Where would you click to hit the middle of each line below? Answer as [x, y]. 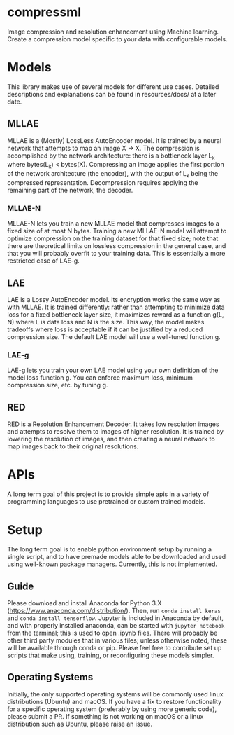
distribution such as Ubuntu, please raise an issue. [80, 724]
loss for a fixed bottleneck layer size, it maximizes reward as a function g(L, [116, 315]
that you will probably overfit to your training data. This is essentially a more [116, 254]
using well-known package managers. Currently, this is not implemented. [112, 564]
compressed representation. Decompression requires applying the [103, 183]
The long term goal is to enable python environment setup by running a [109, 549]
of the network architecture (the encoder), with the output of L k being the [113, 174]
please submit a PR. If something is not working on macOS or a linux [105, 716]
